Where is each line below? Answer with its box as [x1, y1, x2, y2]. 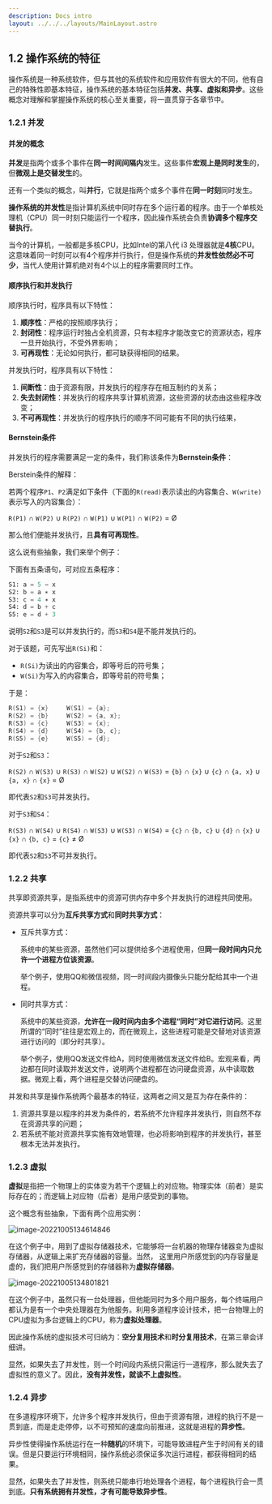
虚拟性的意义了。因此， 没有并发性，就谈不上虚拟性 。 [8, 1369, 186, 1379]
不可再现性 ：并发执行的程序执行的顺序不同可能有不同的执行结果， [19, 413, 240, 422]
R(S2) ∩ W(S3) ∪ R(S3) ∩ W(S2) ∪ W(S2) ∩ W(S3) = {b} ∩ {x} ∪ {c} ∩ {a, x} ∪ [8, 766, 261, 776]
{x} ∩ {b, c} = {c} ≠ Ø [8, 833, 84, 843]
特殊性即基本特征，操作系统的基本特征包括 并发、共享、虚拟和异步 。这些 [22, 84, 264, 94]
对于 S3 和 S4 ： [8, 808, 52, 819]
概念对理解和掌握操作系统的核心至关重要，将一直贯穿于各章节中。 [8, 95, 228, 105]
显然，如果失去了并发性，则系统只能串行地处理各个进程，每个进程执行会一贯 [8, 1476, 264, 1486]
